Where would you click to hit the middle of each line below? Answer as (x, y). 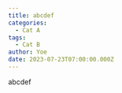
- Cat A (28, 30)
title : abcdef (31, 15)
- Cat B (28, 45)
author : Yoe (28, 52)
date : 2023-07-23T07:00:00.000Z (61, 60)
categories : (28, 23)
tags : (17, 37)
